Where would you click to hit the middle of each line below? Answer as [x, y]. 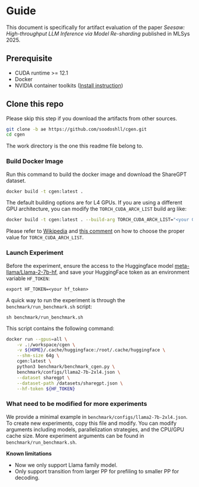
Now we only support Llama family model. [66, 465]
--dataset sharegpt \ [43, 377]
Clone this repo [35, 104]
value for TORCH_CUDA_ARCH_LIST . [45, 238]
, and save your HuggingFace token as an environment [123, 272]
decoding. [27, 478]
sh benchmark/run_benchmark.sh [45, 317]
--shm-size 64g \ [38, 356]
